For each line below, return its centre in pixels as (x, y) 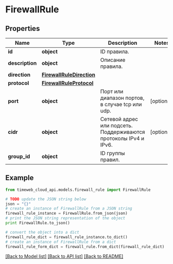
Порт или (112, 91)
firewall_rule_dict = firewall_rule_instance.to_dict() (66, 237)
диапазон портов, (122, 98)
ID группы (113, 153)
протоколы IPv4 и (122, 138)
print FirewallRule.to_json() (38, 223)
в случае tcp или (121, 104)
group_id (19, 156)
